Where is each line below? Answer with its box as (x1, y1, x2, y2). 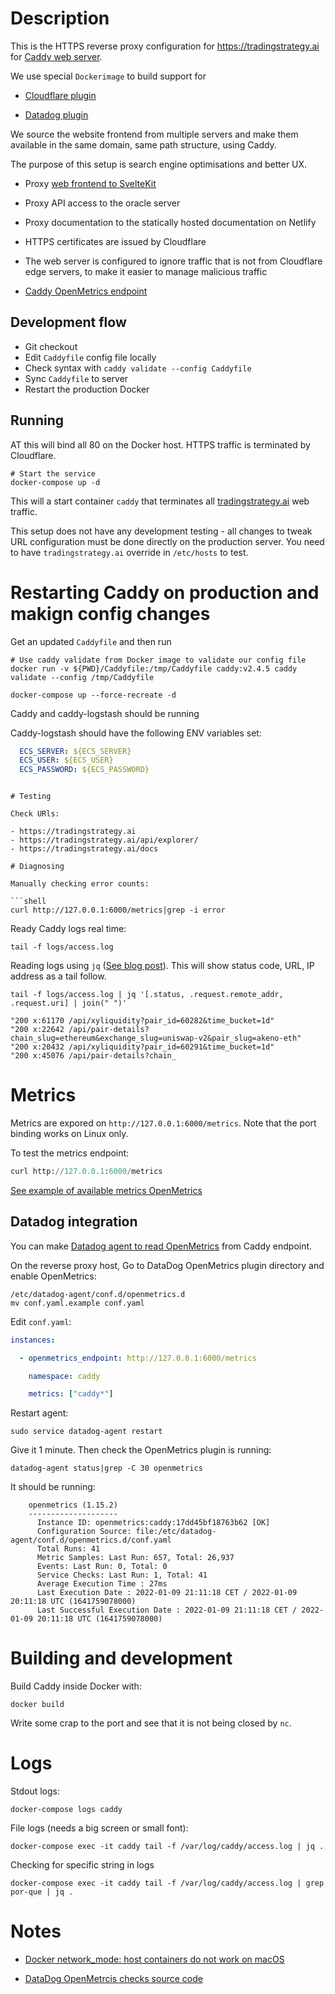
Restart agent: (10, 1407, 69, 1419)
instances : (10, 1335, 56, 1345)
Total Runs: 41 (36, 1544, 101, 1554)
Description (10, 7, 110, 30)
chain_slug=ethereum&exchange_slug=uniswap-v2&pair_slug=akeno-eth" (10, 1033, 302, 1044)
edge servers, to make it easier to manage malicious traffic (24, 265, 268, 277)
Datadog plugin (24, 108, 89, 121)
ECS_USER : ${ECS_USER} (19, 755, 114, 766)
